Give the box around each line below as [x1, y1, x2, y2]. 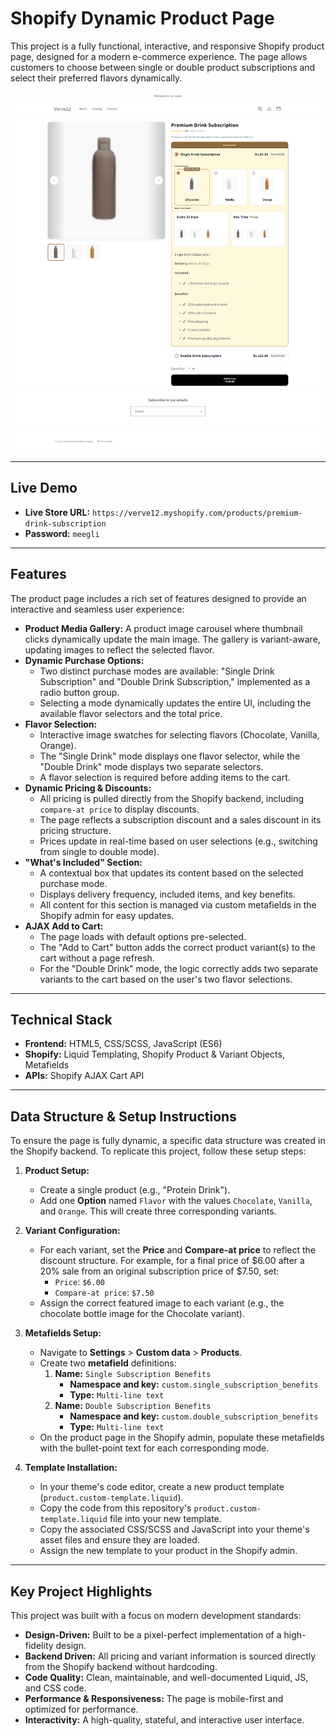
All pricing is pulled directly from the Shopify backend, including [39, 792, 304, 804]
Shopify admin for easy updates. [39, 909, 175, 921]
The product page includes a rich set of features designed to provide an [10, 592, 307, 604]
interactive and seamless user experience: [10, 603, 185, 615]
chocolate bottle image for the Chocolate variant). [39, 1308, 246, 1320]
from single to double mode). [39, 845, 160, 857]
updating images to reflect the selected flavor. [24, 643, 215, 656]
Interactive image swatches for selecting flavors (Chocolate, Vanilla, [39, 728, 320, 741]
